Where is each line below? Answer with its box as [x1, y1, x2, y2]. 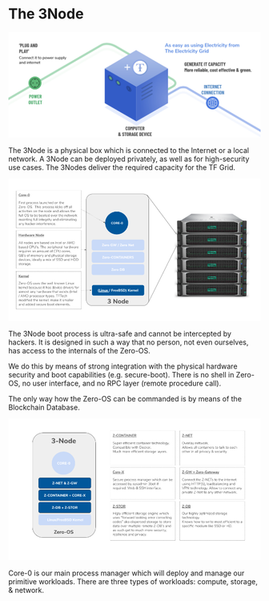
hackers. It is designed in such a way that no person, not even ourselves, [8, 337, 249, 347]
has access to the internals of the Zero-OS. [8, 345, 151, 355]
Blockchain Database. [8, 402, 80, 412]
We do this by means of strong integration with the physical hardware [8, 361, 238, 371]
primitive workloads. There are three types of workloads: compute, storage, [8, 577, 258, 587]
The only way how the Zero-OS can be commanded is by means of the [8, 393, 243, 403]
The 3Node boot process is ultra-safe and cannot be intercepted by [8, 329, 232, 338]
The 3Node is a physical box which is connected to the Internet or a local [8, 146, 250, 155]
